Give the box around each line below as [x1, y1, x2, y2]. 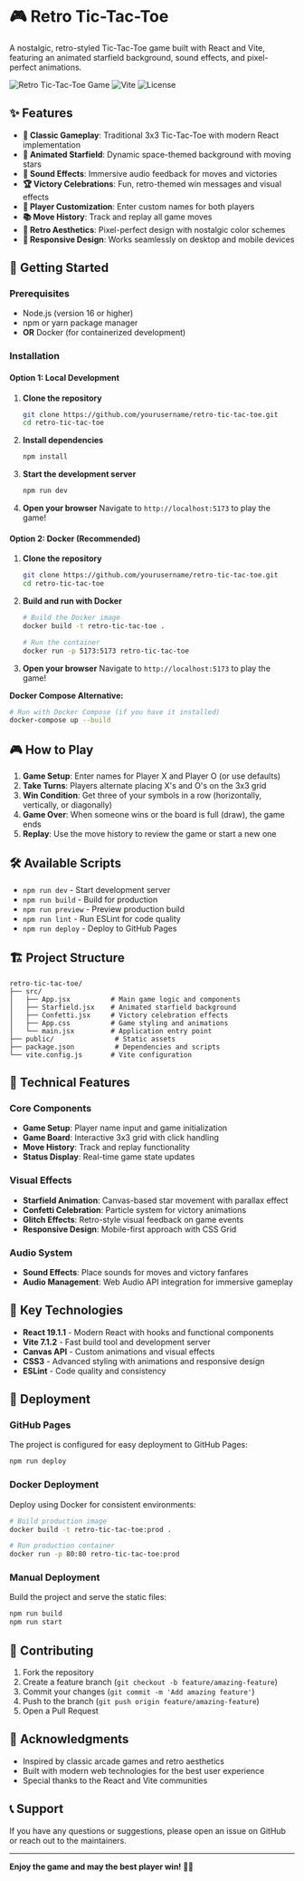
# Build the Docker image [22, 613, 120, 623]
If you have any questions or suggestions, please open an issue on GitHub [9, 1825, 287, 1836]
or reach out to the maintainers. [9, 1835, 127, 1846]
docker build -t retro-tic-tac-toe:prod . [9, 1525, 172, 1534]
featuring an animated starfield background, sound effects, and [9, 52, 246, 63]
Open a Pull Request [22, 1705, 100, 1717]
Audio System [9, 1246, 73, 1259]
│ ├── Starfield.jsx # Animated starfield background [9, 1003, 237, 1012]
